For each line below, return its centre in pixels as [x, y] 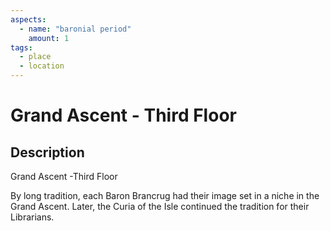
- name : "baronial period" [75, 29]
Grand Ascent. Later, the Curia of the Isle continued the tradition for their [160, 206]
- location [42, 66]
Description [47, 152]
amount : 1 [49, 38]
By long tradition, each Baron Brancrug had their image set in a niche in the [165, 195]
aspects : [28, 19]
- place [35, 57]
